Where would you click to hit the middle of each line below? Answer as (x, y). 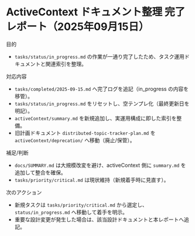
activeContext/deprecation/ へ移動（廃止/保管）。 (75, 140)
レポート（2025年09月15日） (78, 27)
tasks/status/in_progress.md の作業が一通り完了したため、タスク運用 (100, 56)
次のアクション (24, 192)
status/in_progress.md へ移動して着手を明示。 (71, 212)
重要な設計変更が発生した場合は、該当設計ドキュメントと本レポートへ (99, 219)
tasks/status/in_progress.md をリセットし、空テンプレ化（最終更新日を (102, 103)
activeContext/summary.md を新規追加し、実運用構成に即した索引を (95, 118)
